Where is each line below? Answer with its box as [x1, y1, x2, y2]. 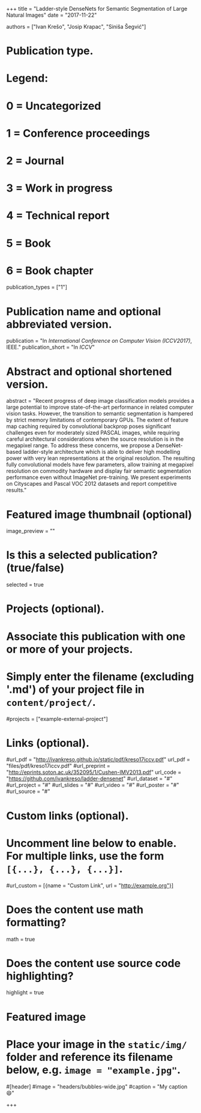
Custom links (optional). [6, 809, 129, 822]
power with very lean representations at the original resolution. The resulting [6, 454, 195, 462]
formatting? [6, 915, 67, 929]
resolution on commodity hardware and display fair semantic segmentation [6, 468, 191, 475]
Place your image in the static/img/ [6, 1037, 187, 1051]
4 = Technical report [6, 209, 110, 223]
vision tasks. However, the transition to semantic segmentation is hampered [6, 410, 193, 417]
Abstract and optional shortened [6, 364, 172, 378]
